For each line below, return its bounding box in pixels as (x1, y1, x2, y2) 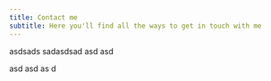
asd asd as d (9, 63, 56, 74)
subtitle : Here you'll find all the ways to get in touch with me (9, 21, 262, 30)
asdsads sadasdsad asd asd (9, 45, 114, 56)
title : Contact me (9, 12, 78, 22)
